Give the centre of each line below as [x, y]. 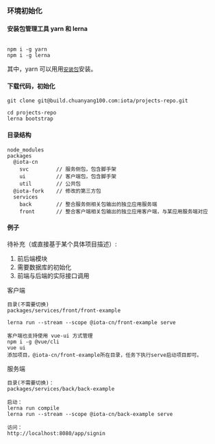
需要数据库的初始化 [44, 267]
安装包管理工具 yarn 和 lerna [47, 28]
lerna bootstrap [30, 119]
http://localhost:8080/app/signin [56, 433]
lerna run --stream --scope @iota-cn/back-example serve [90, 414]
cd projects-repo [32, 113]
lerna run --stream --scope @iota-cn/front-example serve [91, 322]
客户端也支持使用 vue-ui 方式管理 [50, 336]
